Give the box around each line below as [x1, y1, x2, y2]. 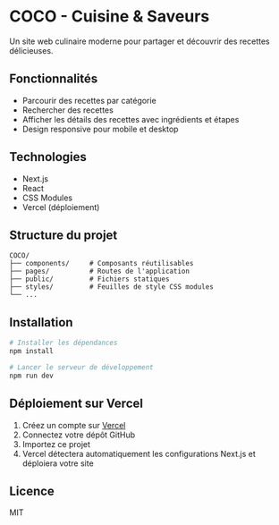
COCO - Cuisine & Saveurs [9, 6, 210, 27]
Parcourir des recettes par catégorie [21, 95, 156, 106]
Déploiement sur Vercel [9, 396, 143, 411]
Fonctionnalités [9, 72, 98, 87]
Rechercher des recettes [21, 105, 114, 115]
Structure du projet [9, 227, 118, 242]
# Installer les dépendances [9, 338, 118, 348]
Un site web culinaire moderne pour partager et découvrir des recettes [9, 36, 270, 47]
